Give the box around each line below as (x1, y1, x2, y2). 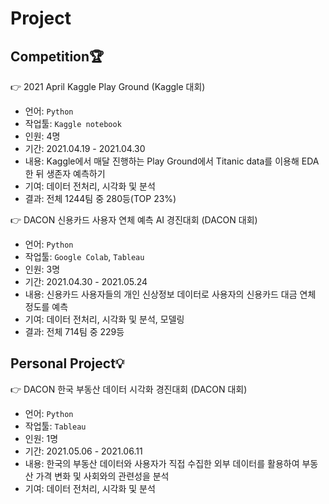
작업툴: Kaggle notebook (24, 118, 122, 129)
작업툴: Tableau (24, 420, 87, 432)
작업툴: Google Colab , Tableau (24, 251, 145, 262)
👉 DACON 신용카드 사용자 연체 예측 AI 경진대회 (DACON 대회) (10, 214, 258, 226)
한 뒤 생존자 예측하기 (24, 168, 106, 179)
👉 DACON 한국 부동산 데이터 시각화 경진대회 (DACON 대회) (10, 383, 248, 395)
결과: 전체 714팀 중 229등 (24, 326, 125, 337)
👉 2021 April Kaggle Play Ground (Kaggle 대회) (10, 81, 206, 92)
